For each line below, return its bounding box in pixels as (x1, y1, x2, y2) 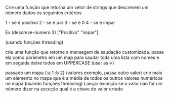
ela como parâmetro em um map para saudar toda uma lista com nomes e (5, 54, 159, 60)
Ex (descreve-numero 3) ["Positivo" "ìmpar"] (5, 29, 99, 35)
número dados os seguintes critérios (5, 10, 82, 16)
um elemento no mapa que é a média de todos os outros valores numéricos (5, 75, 163, 81)
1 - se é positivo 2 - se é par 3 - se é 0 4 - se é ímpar (5, 20, 115, 25)
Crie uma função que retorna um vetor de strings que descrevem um (5, 5, 149, 10)
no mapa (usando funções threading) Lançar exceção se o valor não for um (5, 81, 163, 86)
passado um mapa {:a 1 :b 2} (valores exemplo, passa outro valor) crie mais (5, 70, 162, 76)
